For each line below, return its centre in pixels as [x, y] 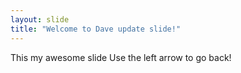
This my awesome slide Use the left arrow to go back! [121, 57]
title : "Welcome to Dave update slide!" [96, 29]
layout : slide [40, 19]
